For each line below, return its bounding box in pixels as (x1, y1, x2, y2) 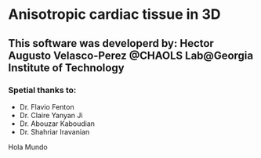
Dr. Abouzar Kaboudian (19, 119, 96, 128)
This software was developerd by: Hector (8, 37, 214, 50)
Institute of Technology (8, 61, 125, 74)
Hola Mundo (8, 142, 49, 152)
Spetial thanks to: (8, 84, 77, 95)
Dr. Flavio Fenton (19, 102, 74, 111)
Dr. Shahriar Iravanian (19, 127, 90, 136)
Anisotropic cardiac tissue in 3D (8, 5, 221, 23)
